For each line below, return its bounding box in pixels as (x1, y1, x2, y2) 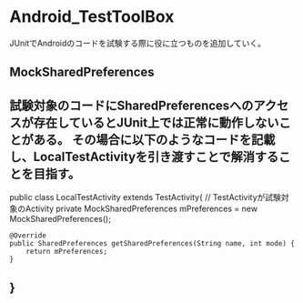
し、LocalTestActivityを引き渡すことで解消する (9, 148, 279, 165)
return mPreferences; (25, 247, 107, 257)
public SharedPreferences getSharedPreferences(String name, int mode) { (9, 239, 296, 248)
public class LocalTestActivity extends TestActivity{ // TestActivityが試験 (9, 192, 282, 203)
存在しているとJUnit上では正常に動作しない (33, 115, 279, 130)
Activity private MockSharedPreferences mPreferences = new (25, 203, 258, 215)
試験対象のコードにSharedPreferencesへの (9, 97, 254, 113)
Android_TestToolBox (9, 6, 175, 27)
